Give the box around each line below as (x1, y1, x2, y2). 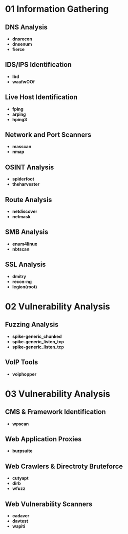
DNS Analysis (5, 23, 48, 31)
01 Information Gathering (5, 3, 109, 15)
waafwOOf (12, 78, 35, 84)
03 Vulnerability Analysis (5, 388, 110, 399)
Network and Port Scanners (5, 131, 91, 139)
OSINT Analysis (5, 163, 54, 171)
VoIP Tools (5, 358, 38, 366)
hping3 (12, 116, 27, 122)
